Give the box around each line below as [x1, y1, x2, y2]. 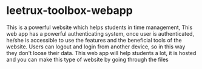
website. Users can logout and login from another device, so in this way [6, 43, 186, 50]
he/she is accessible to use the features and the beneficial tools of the [6, 36, 182, 44]
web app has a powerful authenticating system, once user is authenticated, [6, 30, 195, 37]
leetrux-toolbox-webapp [6, 4, 133, 18]
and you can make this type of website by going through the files [6, 56, 169, 63]
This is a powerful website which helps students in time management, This [6, 24, 193, 31]
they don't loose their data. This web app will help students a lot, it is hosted [6, 49, 197, 56]
